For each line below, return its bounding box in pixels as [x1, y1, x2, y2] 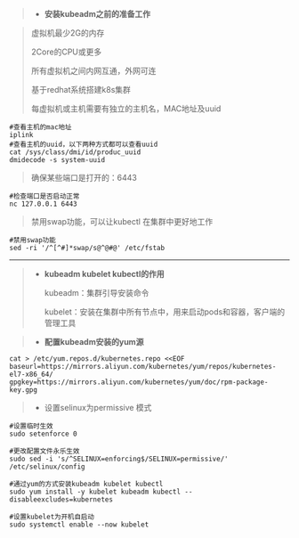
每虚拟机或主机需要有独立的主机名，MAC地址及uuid [30, 103, 222, 114]
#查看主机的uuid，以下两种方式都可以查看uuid [9, 140, 158, 149]
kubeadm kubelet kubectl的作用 [44, 269, 165, 279]
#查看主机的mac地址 [9, 123, 72, 132]
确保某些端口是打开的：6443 [30, 173, 138, 183]
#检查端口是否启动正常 [9, 192, 80, 200]
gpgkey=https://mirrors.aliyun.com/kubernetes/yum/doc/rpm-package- [9, 378, 269, 387]
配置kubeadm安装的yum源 [44, 337, 144, 346]
